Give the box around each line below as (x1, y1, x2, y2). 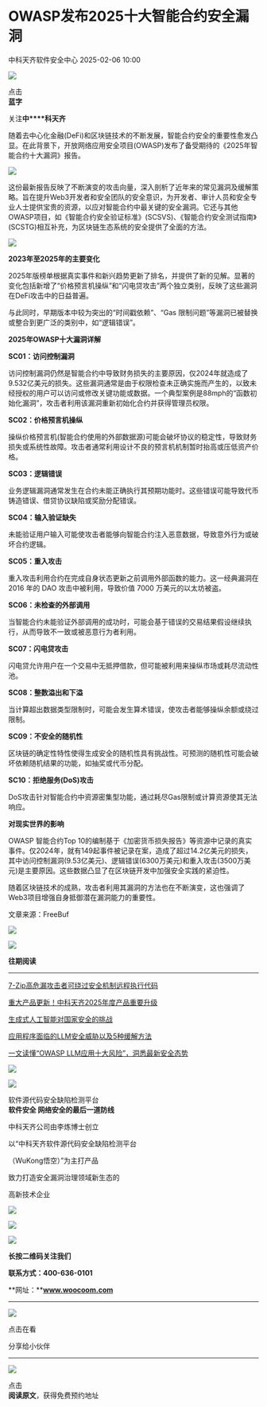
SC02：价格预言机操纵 (8, 415, 83, 424)
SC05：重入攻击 (8, 556, 62, 566)
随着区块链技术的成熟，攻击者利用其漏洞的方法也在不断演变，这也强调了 (8, 883, 245, 892)
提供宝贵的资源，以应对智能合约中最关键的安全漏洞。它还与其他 (29, 202, 238, 212)
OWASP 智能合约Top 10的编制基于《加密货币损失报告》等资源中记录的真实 (8, 836, 253, 845)
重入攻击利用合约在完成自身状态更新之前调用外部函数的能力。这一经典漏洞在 (8, 573, 259, 583)
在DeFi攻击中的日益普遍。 (8, 290, 93, 300)
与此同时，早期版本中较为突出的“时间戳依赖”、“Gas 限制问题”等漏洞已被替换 (8, 307, 258, 317)
